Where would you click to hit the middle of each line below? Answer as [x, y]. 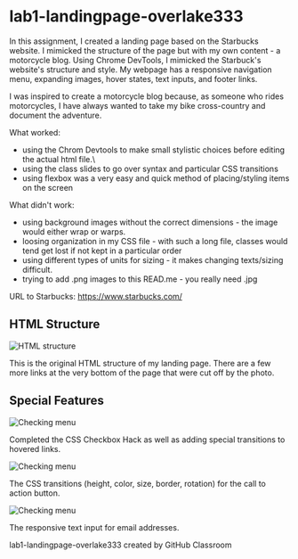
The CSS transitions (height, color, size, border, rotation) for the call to [138, 483]
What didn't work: [42, 205]
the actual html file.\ [59, 159]
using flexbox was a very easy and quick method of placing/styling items [156, 178]
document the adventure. [56, 115]
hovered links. [35, 448]
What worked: [35, 132]
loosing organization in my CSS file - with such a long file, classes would [155, 241]
